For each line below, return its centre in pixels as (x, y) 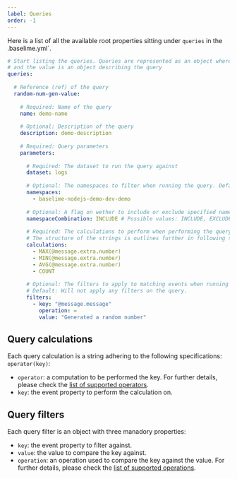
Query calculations (50, 339)
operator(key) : (29, 364)
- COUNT (44, 271)
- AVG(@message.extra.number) (77, 265)
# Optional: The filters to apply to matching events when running (127, 284)
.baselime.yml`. (29, 48)
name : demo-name (44, 114)
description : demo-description (66, 134)
